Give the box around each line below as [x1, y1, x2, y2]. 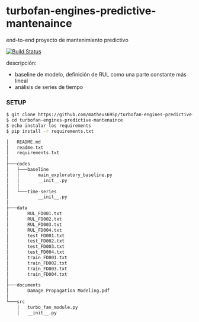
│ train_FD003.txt [6, 266, 68, 272]
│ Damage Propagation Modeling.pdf [6, 288, 110, 294]
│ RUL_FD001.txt [6, 211, 62, 217]
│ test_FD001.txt [6, 232, 65, 238]
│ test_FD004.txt [6, 249, 65, 256]
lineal [14, 77, 28, 84]
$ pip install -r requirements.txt [6, 128, 94, 134]
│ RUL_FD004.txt [6, 227, 62, 233]
